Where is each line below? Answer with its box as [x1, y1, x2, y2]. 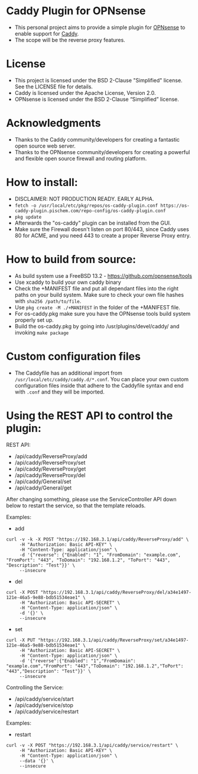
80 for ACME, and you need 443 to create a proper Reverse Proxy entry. [14, 232, 191, 239]
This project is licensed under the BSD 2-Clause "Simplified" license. [14, 76, 183, 84]
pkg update [14, 214, 42, 220]
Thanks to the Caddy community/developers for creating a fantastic [14, 136, 180, 143]
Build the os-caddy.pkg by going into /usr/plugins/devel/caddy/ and [14, 322, 180, 330]
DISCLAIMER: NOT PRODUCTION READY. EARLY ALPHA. [14, 195, 154, 202]
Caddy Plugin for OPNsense [6, 4, 146, 18]
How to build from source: [6, 252, 137, 266]
